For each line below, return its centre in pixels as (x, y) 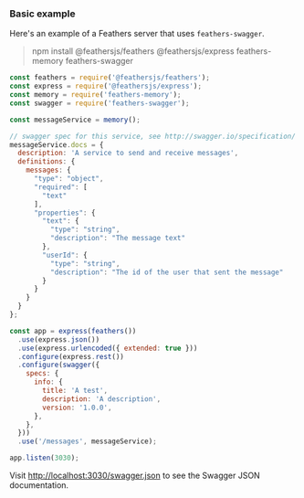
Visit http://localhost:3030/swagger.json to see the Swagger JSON (135, 476)
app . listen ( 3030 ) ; (44, 458)
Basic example (42, 14)
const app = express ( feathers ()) (73, 331)
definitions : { (47, 162)
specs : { (42, 374)
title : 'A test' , (75, 391)
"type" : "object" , (68, 179)
